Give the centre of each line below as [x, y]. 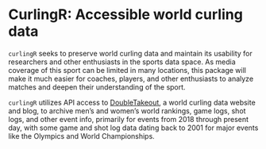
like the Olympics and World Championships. [81, 136]
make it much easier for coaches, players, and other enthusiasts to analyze [131, 78]
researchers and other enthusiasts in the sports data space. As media [122, 62]
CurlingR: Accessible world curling [126, 15]
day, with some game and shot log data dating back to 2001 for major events [133, 128]
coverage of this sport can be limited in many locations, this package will [127, 70]
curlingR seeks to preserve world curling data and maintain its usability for [130, 53]
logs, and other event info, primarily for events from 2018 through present [128, 119]
